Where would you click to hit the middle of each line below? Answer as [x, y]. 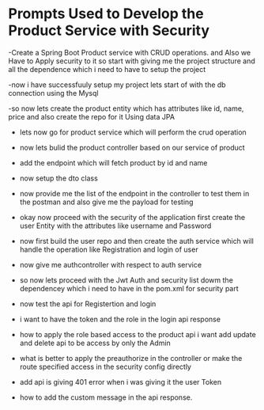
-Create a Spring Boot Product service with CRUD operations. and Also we [130, 52]
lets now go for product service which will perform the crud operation [133, 132]
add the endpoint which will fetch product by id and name [113, 162]
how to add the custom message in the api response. [106, 397]
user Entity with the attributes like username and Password [115, 226]
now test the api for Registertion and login [88, 304]
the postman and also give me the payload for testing [106, 202]
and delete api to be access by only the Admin [95, 343]
